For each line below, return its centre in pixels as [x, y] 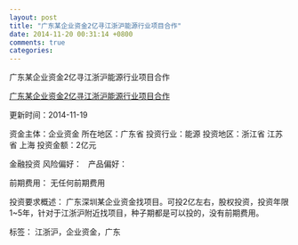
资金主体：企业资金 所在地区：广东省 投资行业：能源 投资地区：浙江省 [137, 134]
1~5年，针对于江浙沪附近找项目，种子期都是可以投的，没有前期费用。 [137, 213]
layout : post [33, 17]
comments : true [37, 42]
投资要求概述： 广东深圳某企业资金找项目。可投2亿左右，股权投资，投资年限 [149, 202]
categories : [31, 51]
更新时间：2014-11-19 [48, 115]
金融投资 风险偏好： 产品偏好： [68, 164]
